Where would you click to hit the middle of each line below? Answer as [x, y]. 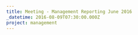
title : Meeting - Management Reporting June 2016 [69, 12]
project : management [32, 23]
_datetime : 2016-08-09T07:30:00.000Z [53, 17]
